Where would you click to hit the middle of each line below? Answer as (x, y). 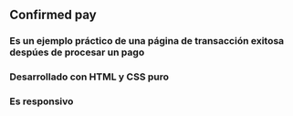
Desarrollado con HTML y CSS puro (89, 77)
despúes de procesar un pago (77, 52)
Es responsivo (42, 101)
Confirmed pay (53, 15)
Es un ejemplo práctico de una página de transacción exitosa (147, 41)
